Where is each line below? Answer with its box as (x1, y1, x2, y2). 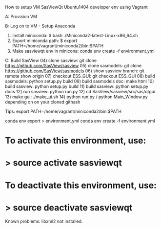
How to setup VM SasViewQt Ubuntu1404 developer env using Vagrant (5, 4, 148, 10)
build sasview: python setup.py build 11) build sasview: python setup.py (5, 83, 149, 89)
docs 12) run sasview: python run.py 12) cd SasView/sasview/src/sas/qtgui (5, 89, 155, 94)
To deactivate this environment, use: (5, 180, 157, 191)
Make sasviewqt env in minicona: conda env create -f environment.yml (12, 48, 155, 54)
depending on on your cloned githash (5, 99, 80, 104)
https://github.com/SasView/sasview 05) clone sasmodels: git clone (5, 63, 142, 68)
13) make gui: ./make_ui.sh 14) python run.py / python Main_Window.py (5, 94, 148, 100)
